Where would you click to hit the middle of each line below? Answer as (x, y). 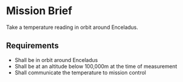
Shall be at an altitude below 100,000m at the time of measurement (96, 66)
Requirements (32, 46)
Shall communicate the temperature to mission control (80, 73)
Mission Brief (39, 11)
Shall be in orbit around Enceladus (56, 60)
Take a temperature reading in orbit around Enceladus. (72, 27)
